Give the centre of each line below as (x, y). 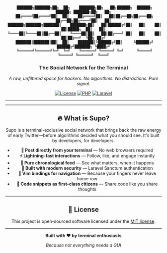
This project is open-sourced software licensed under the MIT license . (83, 221)
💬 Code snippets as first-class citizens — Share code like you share (87, 184)
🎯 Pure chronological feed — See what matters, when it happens (87, 163)
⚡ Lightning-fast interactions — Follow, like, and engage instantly (87, 156)
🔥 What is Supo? (83, 118)
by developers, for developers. (83, 141)
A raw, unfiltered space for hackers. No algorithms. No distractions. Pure (83, 78)
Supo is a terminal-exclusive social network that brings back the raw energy (83, 130)
